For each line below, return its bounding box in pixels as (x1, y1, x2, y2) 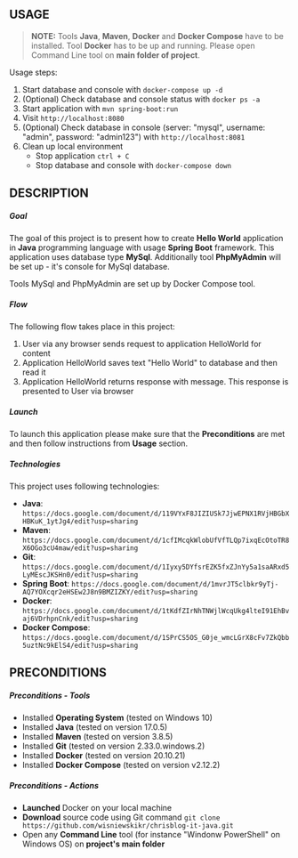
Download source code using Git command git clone (21, 812, 221, 822)
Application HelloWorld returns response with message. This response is (21, 376, 289, 387)
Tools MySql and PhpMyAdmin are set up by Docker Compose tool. (9, 279, 256, 289)
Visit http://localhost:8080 (21, 112, 125, 123)
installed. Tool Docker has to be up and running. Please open (30, 40, 255, 51)
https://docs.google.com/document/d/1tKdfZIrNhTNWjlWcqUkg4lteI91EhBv (21, 607, 290, 616)
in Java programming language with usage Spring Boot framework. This (9, 242, 275, 253)
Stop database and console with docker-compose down (35, 159, 232, 170)
